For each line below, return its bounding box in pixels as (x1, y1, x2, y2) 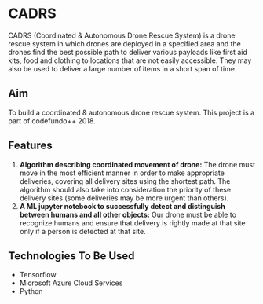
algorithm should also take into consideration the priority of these (19, 185, 232, 194)
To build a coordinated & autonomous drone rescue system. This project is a (8, 108, 255, 117)
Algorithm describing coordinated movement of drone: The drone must (19, 159, 256, 169)
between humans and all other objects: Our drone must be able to (19, 210, 237, 219)
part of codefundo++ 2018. (8, 115, 96, 126)
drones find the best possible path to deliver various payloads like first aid (8, 47, 247, 57)
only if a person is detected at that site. (19, 226, 147, 236)
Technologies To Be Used (8, 249, 135, 262)
